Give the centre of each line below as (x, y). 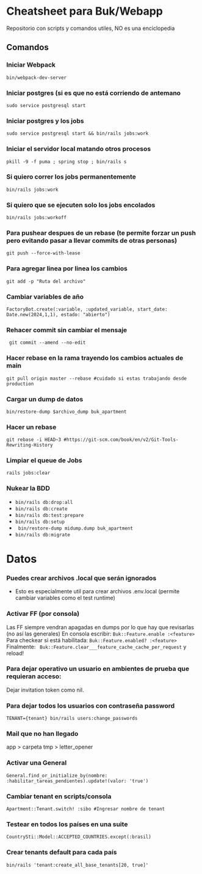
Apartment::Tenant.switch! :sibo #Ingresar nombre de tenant (86, 809)
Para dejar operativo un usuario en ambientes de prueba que (98, 669)
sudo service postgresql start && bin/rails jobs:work (78, 134)
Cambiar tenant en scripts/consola (59, 796)
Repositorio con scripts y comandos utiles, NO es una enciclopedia (91, 28)
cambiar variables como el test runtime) (65, 598)
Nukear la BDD (28, 489)
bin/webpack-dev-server (37, 78)
